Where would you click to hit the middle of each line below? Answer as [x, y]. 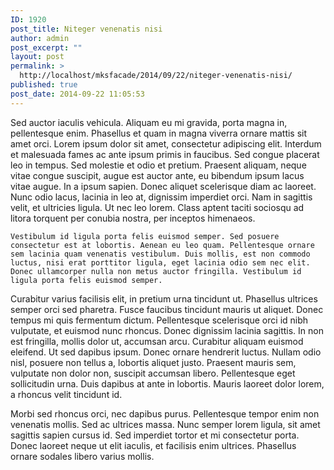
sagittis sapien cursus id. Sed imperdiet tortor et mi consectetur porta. [155, 435]
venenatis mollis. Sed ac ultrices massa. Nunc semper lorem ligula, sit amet [165, 424]
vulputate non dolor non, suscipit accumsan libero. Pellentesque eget [153, 373]
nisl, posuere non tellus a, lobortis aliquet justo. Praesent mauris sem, [153, 362]
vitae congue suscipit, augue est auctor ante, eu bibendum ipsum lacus [157, 175]
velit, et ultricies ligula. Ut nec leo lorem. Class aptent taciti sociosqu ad [157, 207]
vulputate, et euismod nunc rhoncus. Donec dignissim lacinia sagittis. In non [167, 330]
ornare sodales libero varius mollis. [82, 456]
